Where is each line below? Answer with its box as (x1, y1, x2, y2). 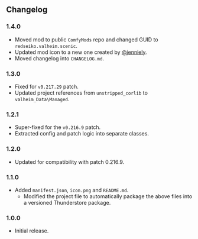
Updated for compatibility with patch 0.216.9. (14, 158, 125, 165)
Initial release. (14, 227, 49, 234)
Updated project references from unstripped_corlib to (14, 89, 148, 96)
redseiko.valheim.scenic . (14, 42, 78, 49)
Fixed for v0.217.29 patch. (14, 83, 79, 90)
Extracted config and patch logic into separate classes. (14, 130, 150, 137)
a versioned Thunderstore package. (23, 199, 111, 206)
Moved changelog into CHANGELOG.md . (14, 54, 105, 62)
